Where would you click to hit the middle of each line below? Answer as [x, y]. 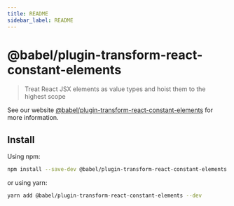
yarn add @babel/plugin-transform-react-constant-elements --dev [104, 196]
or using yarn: [27, 183]
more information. [33, 118]
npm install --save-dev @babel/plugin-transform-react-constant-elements [117, 170]
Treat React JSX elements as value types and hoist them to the [115, 89]
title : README [28, 14]
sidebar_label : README [40, 20]
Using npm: [24, 157]
